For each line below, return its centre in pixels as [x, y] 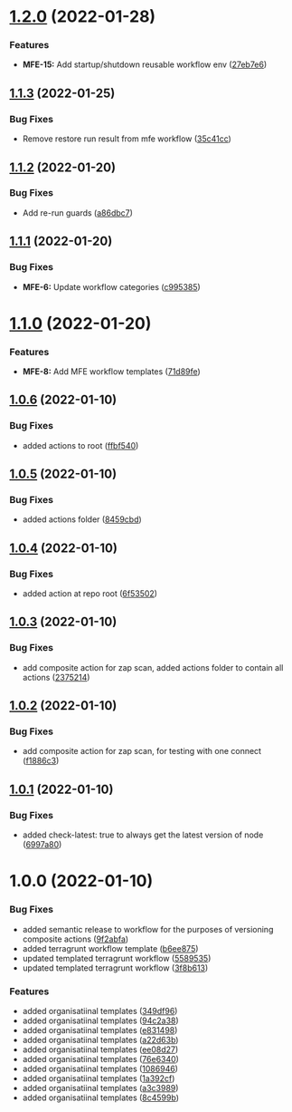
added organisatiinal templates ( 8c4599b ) [100, 1097]
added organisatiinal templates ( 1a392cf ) [99, 1078]
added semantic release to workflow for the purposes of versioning [148, 929]
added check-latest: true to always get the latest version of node [143, 835]
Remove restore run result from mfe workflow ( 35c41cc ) [127, 139]
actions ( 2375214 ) [56, 677]
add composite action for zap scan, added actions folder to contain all [153, 667]
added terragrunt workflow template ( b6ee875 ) [110, 948]
